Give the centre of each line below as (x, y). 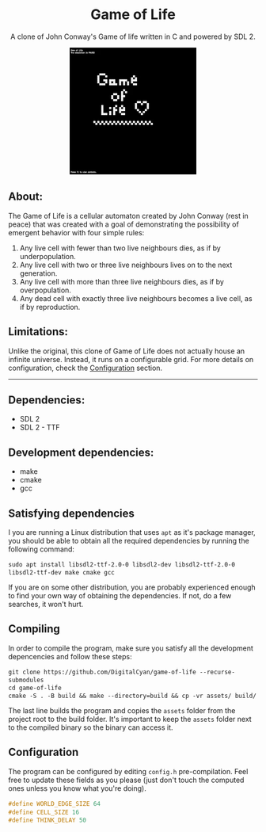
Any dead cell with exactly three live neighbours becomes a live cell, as (136, 298)
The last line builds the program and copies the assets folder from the (122, 710)
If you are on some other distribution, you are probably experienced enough (132, 587)
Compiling (34, 629)
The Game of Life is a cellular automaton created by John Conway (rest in (129, 216)
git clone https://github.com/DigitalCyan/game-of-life (102, 672)
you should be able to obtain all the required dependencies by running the (129, 541)
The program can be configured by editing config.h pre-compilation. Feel (128, 771)
